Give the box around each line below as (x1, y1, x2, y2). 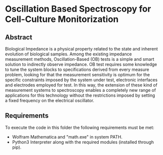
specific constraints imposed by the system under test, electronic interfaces (5, 77, 158, 83)
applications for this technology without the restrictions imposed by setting (5, 92, 155, 98)
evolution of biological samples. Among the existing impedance (5, 51, 132, 57)
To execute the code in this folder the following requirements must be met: (5, 124, 155, 130)
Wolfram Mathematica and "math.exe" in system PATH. (12, 134, 123, 139)
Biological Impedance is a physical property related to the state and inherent (5, 46, 158, 52)
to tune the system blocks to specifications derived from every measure (5, 67, 149, 72)
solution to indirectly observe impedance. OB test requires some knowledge (5, 62, 157, 67)
